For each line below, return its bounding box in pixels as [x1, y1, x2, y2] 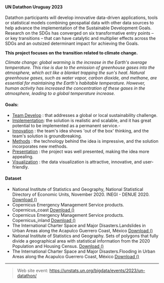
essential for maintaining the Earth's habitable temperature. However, [5, 80, 145, 86]
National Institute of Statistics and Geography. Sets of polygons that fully [12, 233, 159, 239]
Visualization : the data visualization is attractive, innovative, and [12, 159, 142, 165]
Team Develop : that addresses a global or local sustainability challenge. [12, 113, 158, 118]
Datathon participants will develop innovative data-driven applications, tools [5, 15, 158, 20]
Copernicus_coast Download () [12, 207, 75, 213]
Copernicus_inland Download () [12, 217, 76, 223]
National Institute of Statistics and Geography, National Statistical [12, 186, 143, 192]
